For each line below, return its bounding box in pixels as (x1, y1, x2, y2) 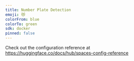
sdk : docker (5, 26, 30, 31)
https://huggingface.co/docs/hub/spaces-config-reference (5, 50, 129, 56)
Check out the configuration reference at (5, 45, 91, 50)
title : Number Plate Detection (5, 7, 71, 13)
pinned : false (5, 31, 35, 36)
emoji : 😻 (5, 12, 25, 17)
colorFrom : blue (5, 17, 39, 22)
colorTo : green (5, 21, 37, 27)
